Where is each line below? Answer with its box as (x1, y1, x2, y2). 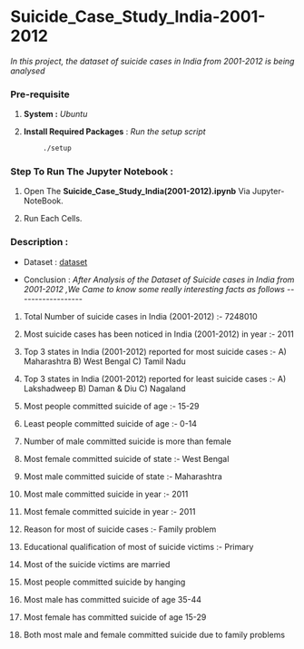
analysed (10, 65, 45, 76)
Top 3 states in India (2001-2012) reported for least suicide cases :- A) (23, 373, 287, 384)
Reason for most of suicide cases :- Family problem (23, 524, 217, 535)
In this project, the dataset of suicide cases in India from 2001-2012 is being (10, 55, 295, 66)
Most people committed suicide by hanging (23, 576, 186, 587)
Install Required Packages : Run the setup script (23, 126, 207, 137)
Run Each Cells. (23, 213, 83, 224)
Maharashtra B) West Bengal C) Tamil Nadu (23, 356, 187, 367)
